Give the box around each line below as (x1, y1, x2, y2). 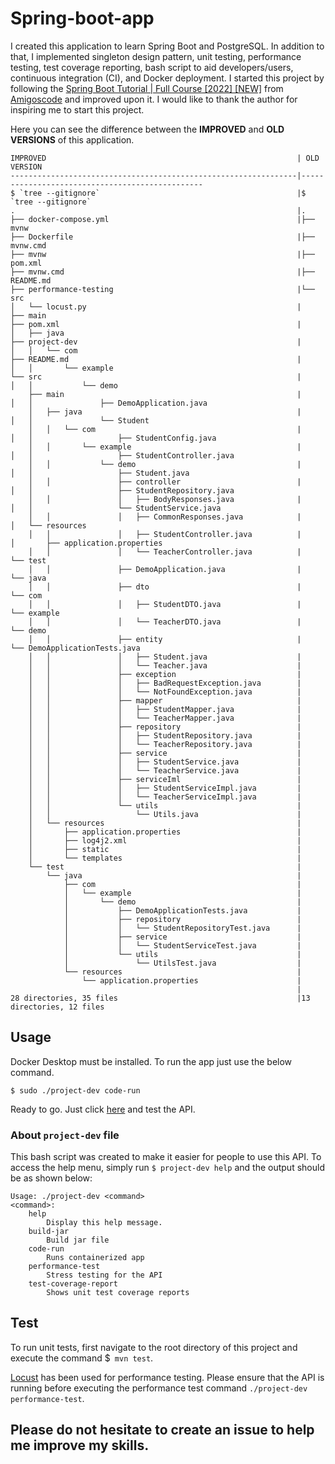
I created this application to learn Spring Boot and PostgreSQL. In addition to (10, 40, 325, 52)
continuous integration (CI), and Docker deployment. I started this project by (10, 72, 325, 84)
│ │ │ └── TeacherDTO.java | (28, 617, 302, 627)
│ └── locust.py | (10, 302, 302, 312)
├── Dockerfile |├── (10, 232, 315, 242)
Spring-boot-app (10, 7, 155, 30)
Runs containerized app (46, 1253, 145, 1263)
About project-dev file (10, 1128, 120, 1142)
